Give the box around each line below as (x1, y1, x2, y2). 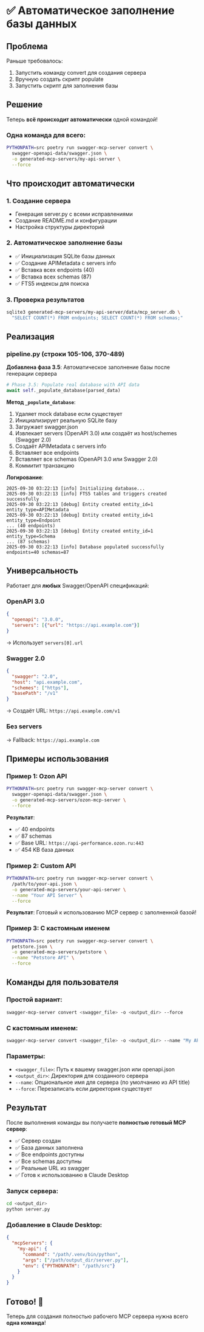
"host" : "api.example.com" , (12, 679, 83, 685)
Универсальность (6, 566, 79, 576)
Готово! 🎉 (6, 1296, 44, 1307)
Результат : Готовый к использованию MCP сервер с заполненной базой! (6, 909, 197, 916)
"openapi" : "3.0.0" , (12, 616, 64, 623)
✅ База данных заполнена (15, 1144, 83, 1151)
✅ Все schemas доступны (15, 1158, 82, 1165)
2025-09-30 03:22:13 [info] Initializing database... (6, 486, 146, 492)
